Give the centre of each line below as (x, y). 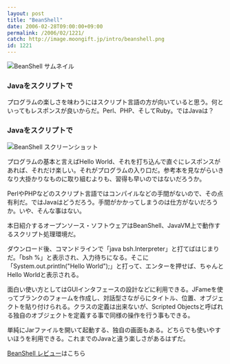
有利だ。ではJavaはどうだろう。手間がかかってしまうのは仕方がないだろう (113, 202)
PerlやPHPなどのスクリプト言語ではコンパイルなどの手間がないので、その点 (115, 193)
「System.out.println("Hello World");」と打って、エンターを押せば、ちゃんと (116, 266)
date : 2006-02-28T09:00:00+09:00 (55, 26)
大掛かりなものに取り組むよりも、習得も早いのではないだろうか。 (112, 179)
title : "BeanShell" (35, 20)
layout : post (26, 13)
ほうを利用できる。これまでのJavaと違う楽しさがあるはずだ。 (101, 338)
